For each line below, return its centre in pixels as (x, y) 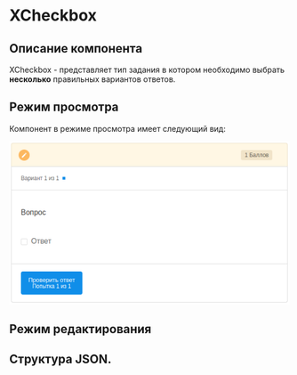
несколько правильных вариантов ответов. (92, 79)
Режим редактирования (80, 329)
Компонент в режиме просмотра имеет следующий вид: (118, 128)
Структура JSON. (60, 359)
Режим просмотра (64, 107)
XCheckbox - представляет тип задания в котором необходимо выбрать (147, 69)
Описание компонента (76, 49)
